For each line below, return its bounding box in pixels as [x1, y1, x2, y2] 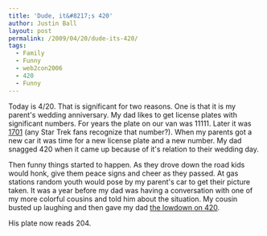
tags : [8, 42, 27, 50]
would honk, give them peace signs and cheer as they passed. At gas [8, 168, 239, 178]
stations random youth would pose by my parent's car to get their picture [8, 176, 251, 186]
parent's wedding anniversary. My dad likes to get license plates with [8, 110, 237, 119]
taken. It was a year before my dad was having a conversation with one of [8, 185, 253, 195]
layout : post [8, 27, 52, 35]
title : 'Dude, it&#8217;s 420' [8, 11, 113, 20]
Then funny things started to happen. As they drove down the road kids [8, 159, 245, 169]
